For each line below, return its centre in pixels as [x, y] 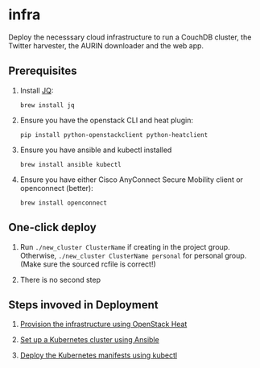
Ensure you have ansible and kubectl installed [96, 150]
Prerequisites [43, 71]
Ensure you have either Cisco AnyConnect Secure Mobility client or [132, 180]
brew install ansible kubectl [71, 164]
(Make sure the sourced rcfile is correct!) [88, 264]
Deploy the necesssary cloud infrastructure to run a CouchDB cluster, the [130, 37]
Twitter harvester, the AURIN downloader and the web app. [106, 45]
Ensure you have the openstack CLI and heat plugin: [106, 120]
